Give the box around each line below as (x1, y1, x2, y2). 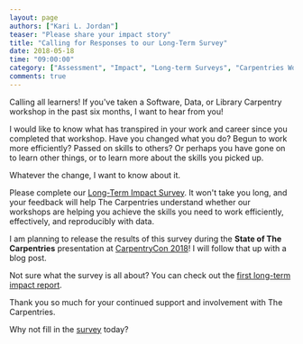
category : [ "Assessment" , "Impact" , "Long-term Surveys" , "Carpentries (9, 64, 284, 73)
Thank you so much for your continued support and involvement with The (9, 296, 283, 307)
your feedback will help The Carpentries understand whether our (9, 196, 251, 207)
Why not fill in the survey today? (9, 323, 129, 334)
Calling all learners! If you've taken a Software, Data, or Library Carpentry (9, 96, 282, 107)
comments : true (9, 72, 67, 81)
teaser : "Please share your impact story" (9, 30, 171, 39)
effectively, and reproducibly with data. (9, 215, 155, 226)
